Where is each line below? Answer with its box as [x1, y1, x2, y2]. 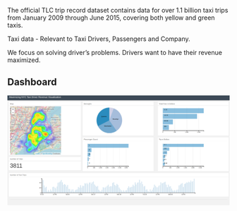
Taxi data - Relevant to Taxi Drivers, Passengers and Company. [7, 35, 190, 43]
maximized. [7, 56, 41, 64]
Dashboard [7, 76, 57, 88]
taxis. [7, 21, 23, 29]
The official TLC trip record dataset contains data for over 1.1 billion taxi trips [7, 6, 229, 14]
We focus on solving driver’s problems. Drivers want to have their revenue [7, 49, 222, 56]
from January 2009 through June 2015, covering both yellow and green [7, 13, 215, 22]
